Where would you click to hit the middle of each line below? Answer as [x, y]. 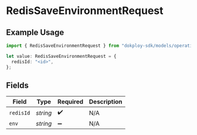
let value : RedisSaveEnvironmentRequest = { [61, 56]
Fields [18, 85]
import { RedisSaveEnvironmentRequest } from [62, 46]
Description [106, 102]
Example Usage [35, 32]
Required [71, 102]
